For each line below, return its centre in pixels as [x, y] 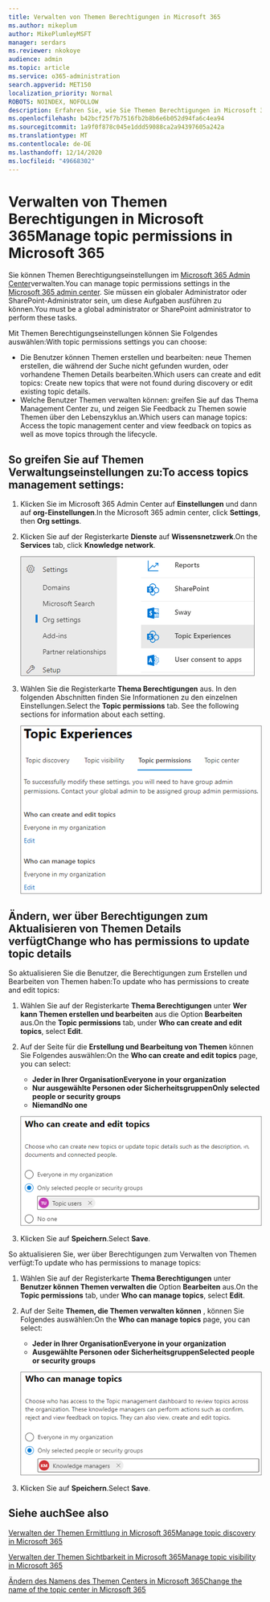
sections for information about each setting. [92, 714]
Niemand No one [60, 1105]
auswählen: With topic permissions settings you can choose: [108, 342]
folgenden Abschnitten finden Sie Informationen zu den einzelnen [129, 697]
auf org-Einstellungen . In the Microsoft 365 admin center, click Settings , [140, 513]
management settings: [66, 485]
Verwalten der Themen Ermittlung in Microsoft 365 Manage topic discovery [132, 1533]
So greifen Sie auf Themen [76, 459]
